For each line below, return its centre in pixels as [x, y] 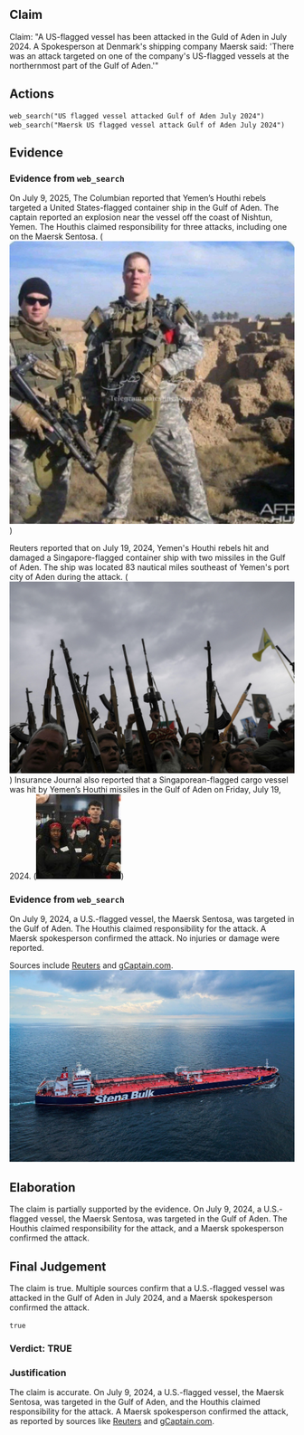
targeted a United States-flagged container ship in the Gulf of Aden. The [144, 208]
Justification [38, 1373]
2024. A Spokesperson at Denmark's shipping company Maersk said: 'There [152, 46]
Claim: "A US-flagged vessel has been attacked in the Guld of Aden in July [148, 36]
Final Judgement [58, 1266]
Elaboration [43, 1188]
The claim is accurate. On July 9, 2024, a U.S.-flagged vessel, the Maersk [147, 1392]
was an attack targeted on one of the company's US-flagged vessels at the [149, 56]
